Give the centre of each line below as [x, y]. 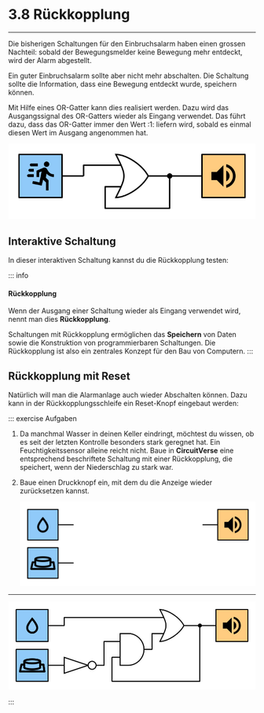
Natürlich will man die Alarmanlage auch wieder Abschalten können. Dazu [128, 395]
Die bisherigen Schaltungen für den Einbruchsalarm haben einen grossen [127, 43]
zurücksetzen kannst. [55, 491]
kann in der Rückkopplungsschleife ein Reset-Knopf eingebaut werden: [124, 404]
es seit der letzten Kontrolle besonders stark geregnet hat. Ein [120, 442]
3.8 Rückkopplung [69, 15]
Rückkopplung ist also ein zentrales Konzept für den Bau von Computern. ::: [131, 351]
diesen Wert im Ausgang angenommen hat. [78, 132]
